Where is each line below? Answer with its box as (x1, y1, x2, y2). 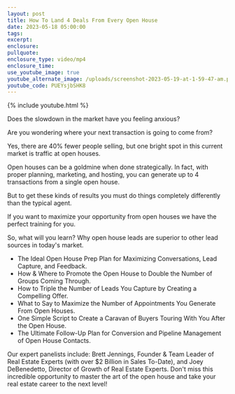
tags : (7, 29, 23, 37)
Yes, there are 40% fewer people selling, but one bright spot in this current (7, 142, 223, 151)
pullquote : (7, 50, 39, 57)
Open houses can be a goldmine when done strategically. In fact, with (7, 163, 208, 172)
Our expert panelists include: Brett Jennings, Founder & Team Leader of (7, 350, 215, 358)
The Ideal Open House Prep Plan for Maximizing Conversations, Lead (17, 254, 218, 263)
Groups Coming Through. (17, 277, 91, 285)
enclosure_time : (7, 62, 55, 69)
